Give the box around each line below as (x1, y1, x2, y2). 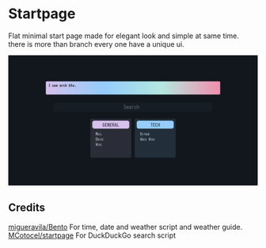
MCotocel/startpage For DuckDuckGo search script (8, 231, 177, 240)
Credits (8, 201, 46, 215)
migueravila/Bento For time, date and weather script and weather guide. (8, 222, 243, 231)
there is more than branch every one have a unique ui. (8, 39, 184, 48)
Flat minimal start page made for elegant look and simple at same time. (8, 31, 240, 40)
